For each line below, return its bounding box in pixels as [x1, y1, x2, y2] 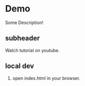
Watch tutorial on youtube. [5, 47, 60, 53]
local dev [5, 62, 34, 70]
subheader [5, 34, 40, 42]
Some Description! [5, 19, 43, 25]
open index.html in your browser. [12, 75, 80, 81]
